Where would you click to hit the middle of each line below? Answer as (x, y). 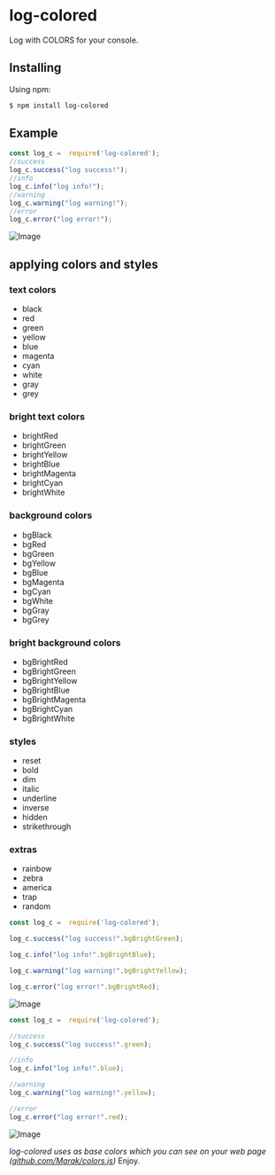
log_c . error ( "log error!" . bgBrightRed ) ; (85, 987)
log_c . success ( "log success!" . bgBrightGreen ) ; (96, 939)
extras (23, 850)
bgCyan (36, 591)
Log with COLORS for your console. (74, 40)
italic (31, 789)
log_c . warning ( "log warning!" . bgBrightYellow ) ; (99, 971)
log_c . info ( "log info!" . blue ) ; (67, 1069)
